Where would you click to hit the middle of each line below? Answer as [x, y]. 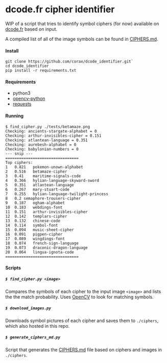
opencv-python [29, 99]
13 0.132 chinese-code [33, 221]
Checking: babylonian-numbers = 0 [42, 149]
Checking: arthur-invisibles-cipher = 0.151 [53, 136]
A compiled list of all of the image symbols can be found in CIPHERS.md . [82, 39]
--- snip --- [19, 154]
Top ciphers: [19, 162]
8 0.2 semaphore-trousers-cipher [43, 198]
